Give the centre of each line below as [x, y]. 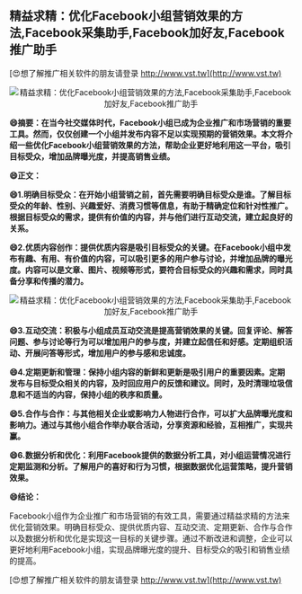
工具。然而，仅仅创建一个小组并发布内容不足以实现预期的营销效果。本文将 [147, 134]
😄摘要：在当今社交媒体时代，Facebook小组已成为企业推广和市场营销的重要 [151, 122]
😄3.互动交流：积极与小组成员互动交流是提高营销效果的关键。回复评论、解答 [151, 330]
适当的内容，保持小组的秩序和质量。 [100, 395]
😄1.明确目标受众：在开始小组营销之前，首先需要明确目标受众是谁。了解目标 [151, 194]
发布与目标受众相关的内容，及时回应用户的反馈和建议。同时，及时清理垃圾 [147, 383]
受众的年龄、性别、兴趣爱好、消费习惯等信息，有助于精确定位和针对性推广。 [151, 206]
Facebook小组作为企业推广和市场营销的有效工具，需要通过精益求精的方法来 [150, 516]
